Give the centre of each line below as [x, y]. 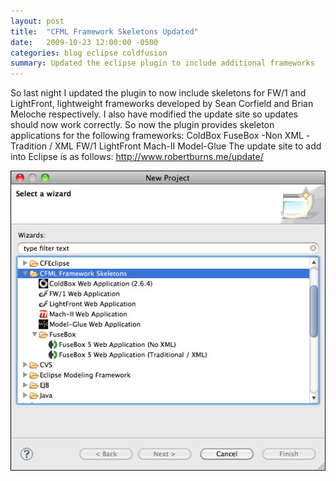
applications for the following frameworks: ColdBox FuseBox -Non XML [157, 136]
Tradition [28, 146]
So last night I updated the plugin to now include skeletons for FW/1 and [158, 93]
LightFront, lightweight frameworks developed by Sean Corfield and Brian [162, 104]
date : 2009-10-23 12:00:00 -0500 [84, 42]
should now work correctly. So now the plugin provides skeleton [142, 125]
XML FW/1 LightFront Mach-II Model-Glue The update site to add [188, 146]
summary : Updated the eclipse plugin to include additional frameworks [162, 63]
